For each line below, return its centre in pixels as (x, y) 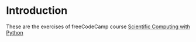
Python (15, 32)
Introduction (37, 11)
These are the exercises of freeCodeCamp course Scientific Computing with (98, 26)
